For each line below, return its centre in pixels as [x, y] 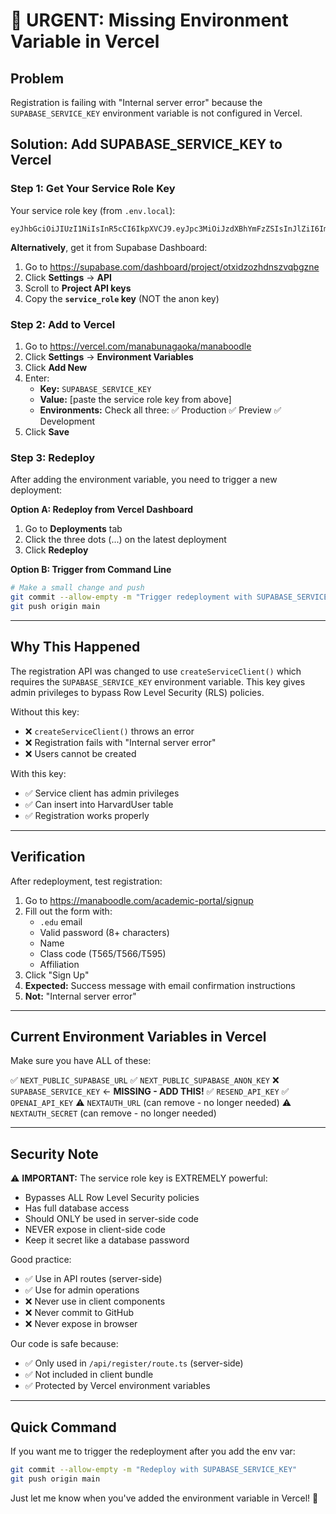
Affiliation [59, 964]
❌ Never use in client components [95, 1301]
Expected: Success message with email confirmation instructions [160, 985]
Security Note [54, 1154]
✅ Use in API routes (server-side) [93, 1279]
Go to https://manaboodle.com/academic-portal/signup [139, 900]
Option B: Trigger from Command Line [91, 570]
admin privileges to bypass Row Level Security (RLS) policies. [137, 692]
